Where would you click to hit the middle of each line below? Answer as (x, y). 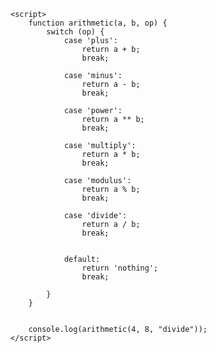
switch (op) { (75, 32)
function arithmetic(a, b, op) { (98, 23)
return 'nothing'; (120, 268)
